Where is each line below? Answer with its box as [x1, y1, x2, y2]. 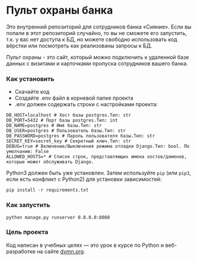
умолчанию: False [6, 149, 49, 155]
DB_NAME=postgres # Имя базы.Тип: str [6, 123, 102, 129]
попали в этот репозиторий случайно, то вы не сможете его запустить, [6, 29, 187, 36]
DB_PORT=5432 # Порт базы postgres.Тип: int [6, 117, 118, 123]
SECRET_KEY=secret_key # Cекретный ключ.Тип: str [6, 138, 132, 144]
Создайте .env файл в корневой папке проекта [14, 94, 134, 101]
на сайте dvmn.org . [36, 247, 85, 255]
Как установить [6, 75, 55, 83]
